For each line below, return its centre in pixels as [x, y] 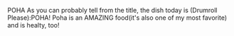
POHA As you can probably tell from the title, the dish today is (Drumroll [112, 10]
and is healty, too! [33, 25]
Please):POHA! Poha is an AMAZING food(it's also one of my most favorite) [117, 18]
